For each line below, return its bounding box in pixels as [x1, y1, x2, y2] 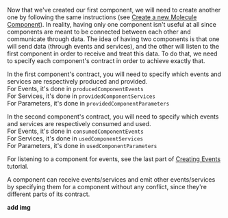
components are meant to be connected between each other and [7, 27, 191, 36]
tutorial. [7, 162, 29, 170]
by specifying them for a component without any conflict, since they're [7, 183, 207, 191]
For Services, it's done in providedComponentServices [7, 92, 156, 100]
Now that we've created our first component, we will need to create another [7, 6, 221, 14]
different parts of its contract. [7, 190, 90, 198]
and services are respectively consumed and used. [7, 120, 152, 128]
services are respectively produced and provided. [7, 77, 148, 85]
